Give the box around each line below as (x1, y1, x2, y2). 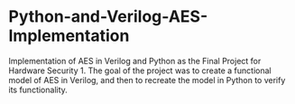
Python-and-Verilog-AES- (8, 6, 208, 27)
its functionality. (8, 84, 69, 95)
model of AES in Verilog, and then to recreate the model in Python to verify (8, 74, 286, 85)
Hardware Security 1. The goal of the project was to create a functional (8, 65, 272, 76)
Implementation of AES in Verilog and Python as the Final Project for (8, 55, 262, 66)
